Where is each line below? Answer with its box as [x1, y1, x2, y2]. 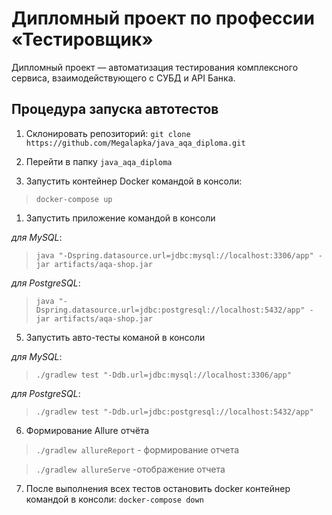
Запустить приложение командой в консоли [25, 212, 216, 224]
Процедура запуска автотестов [11, 101, 219, 118]
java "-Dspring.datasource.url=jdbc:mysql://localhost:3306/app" [35, 250, 314, 261]
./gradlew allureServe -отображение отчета [35, 463, 226, 475]
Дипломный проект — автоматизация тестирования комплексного [11, 61, 299, 73]
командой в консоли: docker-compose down [25, 493, 204, 505]
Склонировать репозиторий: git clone [25, 127, 191, 139]
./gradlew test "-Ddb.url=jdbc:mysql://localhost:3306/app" [35, 370, 292, 380]
